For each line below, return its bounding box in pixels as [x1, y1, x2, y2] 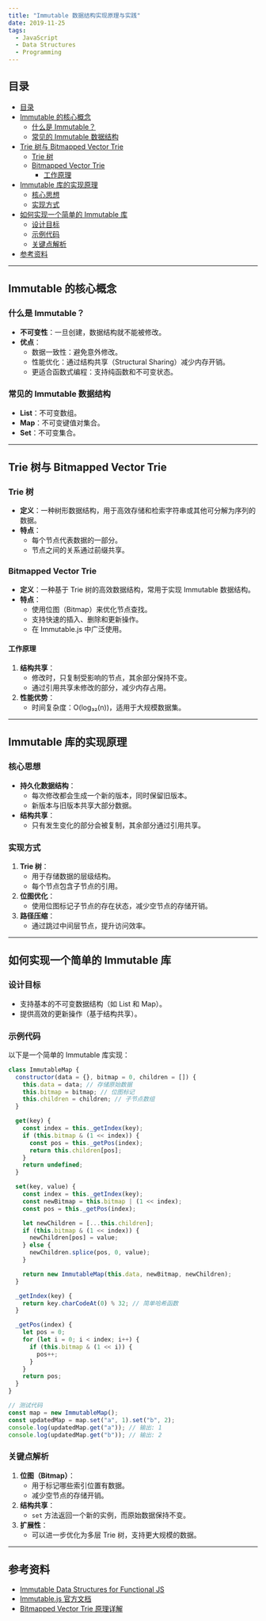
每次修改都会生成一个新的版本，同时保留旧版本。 [31, 790, 192, 800]
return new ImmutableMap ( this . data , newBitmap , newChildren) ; [22, 1270, 232, 1278]
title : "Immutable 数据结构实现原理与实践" [8, 11, 141, 20]
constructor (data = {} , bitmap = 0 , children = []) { [15, 1073, 196, 1081]
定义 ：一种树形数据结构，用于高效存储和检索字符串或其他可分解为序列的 [19, 506, 256, 516]
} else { [22, 1241, 51, 1250]
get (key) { [15, 1117, 51, 1125]
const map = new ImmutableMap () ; [8, 1409, 119, 1417]
